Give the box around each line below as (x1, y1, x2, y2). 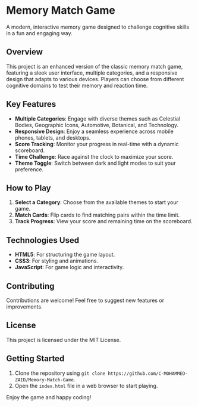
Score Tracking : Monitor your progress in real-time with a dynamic (14, 140, 180, 147)
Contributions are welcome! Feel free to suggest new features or (6, 297, 165, 304)
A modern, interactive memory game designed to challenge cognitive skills (6, 23, 189, 30)
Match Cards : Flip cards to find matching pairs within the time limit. (14, 211, 180, 218)
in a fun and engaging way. (6, 29, 73, 36)
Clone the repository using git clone (14, 369, 106, 377)
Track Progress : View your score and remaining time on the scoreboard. (14, 218, 193, 225)
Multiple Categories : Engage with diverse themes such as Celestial (14, 115, 181, 122)
